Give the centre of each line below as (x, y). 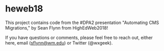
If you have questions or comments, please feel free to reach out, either (79, 37)
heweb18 (24, 9)
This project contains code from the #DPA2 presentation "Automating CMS (82, 22)
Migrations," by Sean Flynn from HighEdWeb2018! (57, 27)
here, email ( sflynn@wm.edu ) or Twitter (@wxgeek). (59, 42)
